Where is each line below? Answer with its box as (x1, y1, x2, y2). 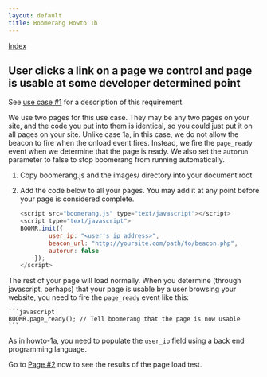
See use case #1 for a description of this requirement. (8, 97, 185, 107)
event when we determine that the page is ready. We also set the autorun (8, 146, 249, 156)
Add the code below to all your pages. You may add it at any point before (19, 186, 260, 196)
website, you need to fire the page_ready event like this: (8, 293, 189, 302)
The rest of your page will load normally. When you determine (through (8, 276, 241, 286)
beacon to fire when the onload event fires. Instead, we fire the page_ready (8, 138, 253, 148)
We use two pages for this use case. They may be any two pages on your (8, 113, 249, 122)
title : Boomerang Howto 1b (8, 19, 98, 27)
